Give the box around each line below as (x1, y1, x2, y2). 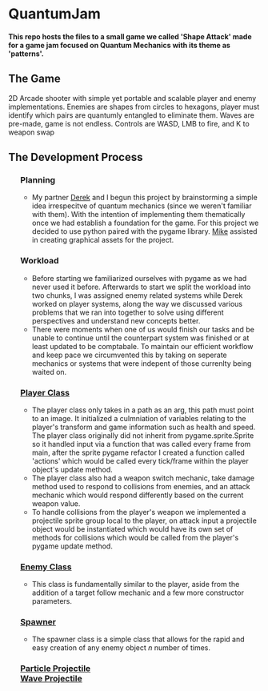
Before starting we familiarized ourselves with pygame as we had (31, 273, 247, 283)
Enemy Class (19, 561, 72, 572)
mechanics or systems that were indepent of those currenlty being (31, 358, 252, 368)
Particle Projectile (19, 663, 91, 674)
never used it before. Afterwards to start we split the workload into (31, 282, 251, 291)
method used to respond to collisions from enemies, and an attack (31, 481, 250, 491)
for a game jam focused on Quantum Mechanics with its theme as (8, 40, 230, 50)
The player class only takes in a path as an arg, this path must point (31, 405, 254, 415)
